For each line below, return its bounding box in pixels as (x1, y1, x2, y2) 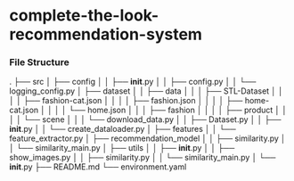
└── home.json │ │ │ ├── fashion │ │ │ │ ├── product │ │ (68, 104, 288, 116)
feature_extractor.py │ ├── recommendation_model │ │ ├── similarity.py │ (9, 133, 287, 144)
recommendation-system (9, 24, 203, 45)
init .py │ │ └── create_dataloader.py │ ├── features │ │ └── (9, 124, 236, 135)
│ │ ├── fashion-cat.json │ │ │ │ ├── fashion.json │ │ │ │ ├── (9, 95, 243, 106)
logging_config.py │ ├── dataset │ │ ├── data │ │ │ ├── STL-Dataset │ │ (9, 86, 283, 96)
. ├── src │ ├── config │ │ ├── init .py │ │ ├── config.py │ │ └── (9, 77, 257, 87)
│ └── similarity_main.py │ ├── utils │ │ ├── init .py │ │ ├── (9, 143, 235, 153)
